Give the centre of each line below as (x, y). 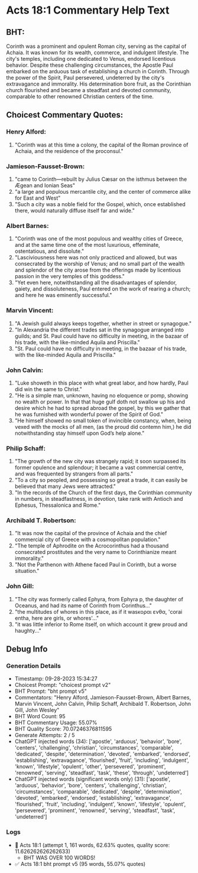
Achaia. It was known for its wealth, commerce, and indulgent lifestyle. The (98, 53)
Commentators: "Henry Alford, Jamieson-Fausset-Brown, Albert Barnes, (103, 698)
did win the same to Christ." (48, 389)
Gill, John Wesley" (37, 710)
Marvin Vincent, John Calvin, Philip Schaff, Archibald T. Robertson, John (103, 704)
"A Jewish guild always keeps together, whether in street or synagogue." (103, 323)
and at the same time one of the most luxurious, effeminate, (87, 245)
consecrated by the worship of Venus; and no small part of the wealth (100, 264)
